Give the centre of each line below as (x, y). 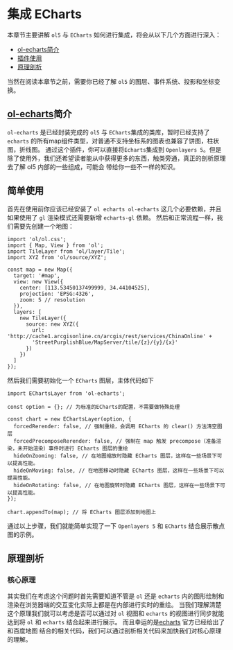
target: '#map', (37, 275)
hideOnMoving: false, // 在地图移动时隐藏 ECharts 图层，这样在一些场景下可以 (119, 471)
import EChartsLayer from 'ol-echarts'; (67, 393)
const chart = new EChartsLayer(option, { (69, 419)
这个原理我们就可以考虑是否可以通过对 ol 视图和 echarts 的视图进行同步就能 (116, 613)
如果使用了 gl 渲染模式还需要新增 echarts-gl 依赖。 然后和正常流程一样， (112, 217)
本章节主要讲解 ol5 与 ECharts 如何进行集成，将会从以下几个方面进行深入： (114, 35)
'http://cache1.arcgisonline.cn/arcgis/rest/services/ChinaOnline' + (110, 336)
